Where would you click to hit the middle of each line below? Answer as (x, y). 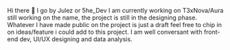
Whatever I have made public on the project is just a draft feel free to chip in (114, 25)
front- (212, 32)
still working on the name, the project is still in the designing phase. (102, 18)
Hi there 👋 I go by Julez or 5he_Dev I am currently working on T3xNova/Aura (115, 10)
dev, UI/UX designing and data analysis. (76, 39)
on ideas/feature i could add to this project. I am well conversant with (105, 32)
